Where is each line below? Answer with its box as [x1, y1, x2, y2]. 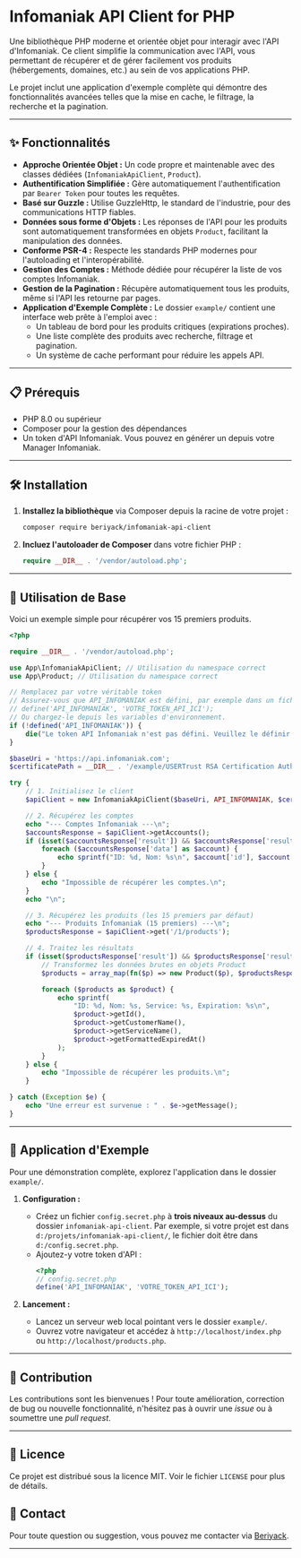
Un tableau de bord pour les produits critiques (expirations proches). [35, 321, 289, 332]
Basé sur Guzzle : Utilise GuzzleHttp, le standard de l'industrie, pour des [21, 197, 291, 208]
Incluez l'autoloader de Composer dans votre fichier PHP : [21, 540, 242, 550]
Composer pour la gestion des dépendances [21, 423, 187, 434]
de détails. [9, 1480, 48, 1491]
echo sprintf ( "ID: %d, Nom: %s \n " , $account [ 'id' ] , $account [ [56, 853, 295, 862]
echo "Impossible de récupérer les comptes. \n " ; [41, 878, 227, 887]
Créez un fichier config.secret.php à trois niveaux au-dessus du [35, 1210, 278, 1221]
